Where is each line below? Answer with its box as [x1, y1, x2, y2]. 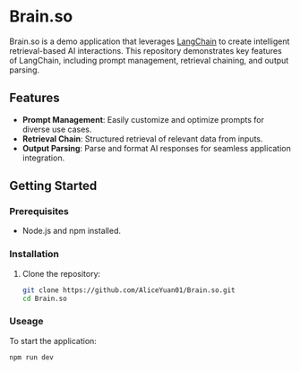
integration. [21, 152, 65, 163]
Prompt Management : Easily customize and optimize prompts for [21, 114, 265, 125]
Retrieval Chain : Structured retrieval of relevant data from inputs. [21, 133, 263, 144]
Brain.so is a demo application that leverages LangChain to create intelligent [9, 36, 290, 47]
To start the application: [9, 335, 97, 346]
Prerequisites [9, 205, 69, 218]
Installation [9, 248, 60, 261]
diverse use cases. [21, 124, 92, 134]
